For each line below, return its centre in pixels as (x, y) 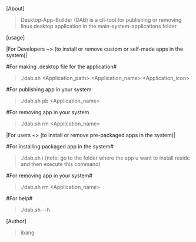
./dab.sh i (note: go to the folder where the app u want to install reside (105, 158)
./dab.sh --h (35, 210)
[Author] (16, 221)
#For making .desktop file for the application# (62, 67)
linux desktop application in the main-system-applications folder (99, 26)
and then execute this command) (61, 164)
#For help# (19, 198)
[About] (15, 9)
